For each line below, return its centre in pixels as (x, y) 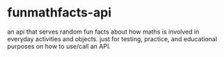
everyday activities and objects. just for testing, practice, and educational (112, 38)
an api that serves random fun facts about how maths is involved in (103, 32)
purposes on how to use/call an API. (59, 46)
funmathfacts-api (59, 13)
